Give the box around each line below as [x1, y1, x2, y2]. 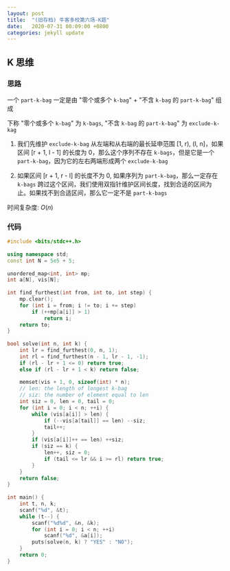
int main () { [7, 494, 45, 501]
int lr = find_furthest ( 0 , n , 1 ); [19, 347, 118, 354]
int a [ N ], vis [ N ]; [7, 277, 60, 283]
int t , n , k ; [19, 500, 57, 508]
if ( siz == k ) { [32, 443, 78, 450]
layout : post [7, 10, 45, 17]
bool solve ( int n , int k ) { [7, 341, 88, 347]
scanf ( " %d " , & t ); [19, 506, 69, 513]
